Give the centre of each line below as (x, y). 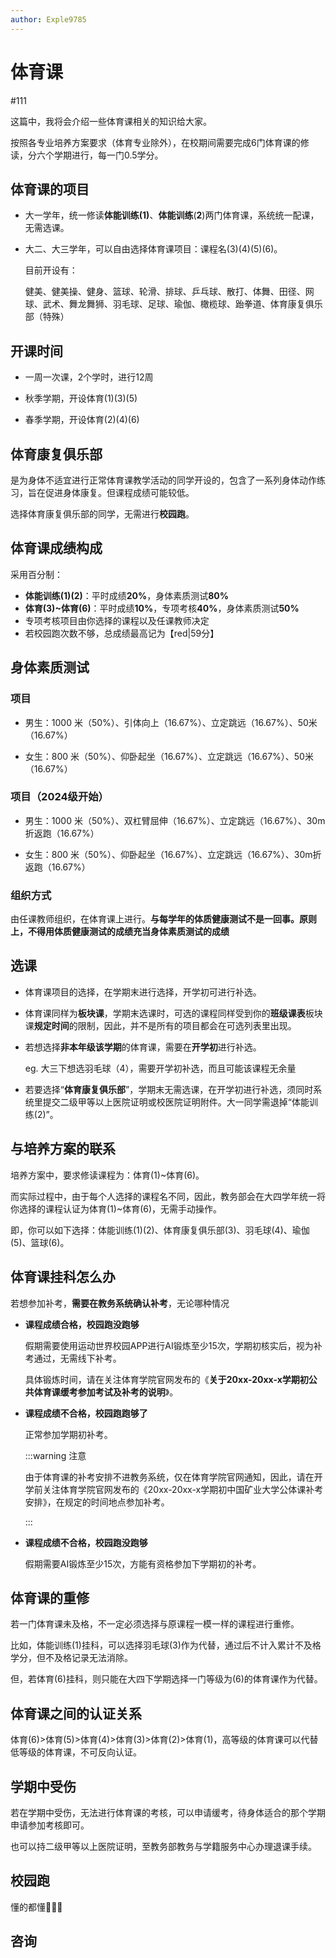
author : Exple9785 (48, 19)
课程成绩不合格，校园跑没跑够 (86, 1542)
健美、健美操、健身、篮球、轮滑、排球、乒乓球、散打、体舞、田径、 (165, 292)
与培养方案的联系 (63, 1149)
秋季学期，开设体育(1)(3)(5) (81, 398)
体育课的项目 (50, 189)
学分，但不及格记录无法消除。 (71, 1658)
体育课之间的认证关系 (76, 1713)
